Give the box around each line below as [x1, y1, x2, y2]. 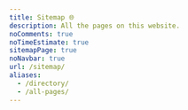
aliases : [9, 71, 42, 80]
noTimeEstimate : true [9, 37, 90, 47]
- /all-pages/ [17, 87, 69, 96]
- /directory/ [17, 79, 69, 88]
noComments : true [9, 29, 74, 38]
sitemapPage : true [9, 46, 77, 55]
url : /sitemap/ [9, 63, 66, 72]
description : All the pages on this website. [9, 21, 180, 30]
